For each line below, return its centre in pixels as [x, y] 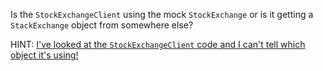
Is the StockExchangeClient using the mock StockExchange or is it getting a [162, 14]
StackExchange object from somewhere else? [102, 25]
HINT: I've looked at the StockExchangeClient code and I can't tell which [158, 44]
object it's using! [44, 55]
